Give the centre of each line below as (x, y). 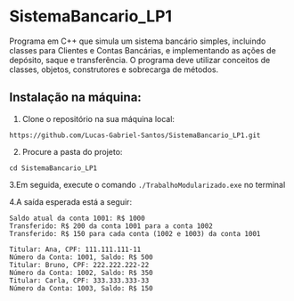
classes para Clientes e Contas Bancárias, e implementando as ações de (143, 50)
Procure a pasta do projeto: (72, 151)
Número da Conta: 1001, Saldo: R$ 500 (81, 257)
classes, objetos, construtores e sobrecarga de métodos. (114, 69)
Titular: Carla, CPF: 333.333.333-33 (79, 281)
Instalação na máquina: (76, 98)
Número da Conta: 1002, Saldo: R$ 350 (81, 273)
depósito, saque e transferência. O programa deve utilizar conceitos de (140, 60)
